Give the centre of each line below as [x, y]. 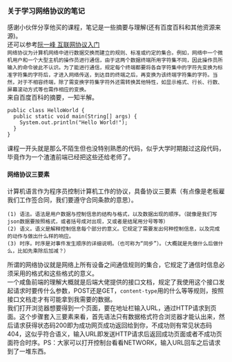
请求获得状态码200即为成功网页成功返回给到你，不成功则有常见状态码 [113, 325]
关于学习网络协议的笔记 [46, 10]
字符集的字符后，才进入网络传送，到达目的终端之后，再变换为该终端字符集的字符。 [112, 75]
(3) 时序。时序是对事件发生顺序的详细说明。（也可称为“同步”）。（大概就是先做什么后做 [113, 244]
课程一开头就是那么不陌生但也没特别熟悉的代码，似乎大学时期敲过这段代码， [116, 148]
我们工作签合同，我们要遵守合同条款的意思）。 [72, 199]
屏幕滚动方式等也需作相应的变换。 [48, 90]
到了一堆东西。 [28, 351]
